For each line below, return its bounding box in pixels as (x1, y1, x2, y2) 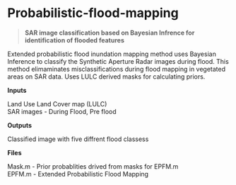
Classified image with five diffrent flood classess (7, 135, 149, 143)
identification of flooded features (24, 35, 125, 44)
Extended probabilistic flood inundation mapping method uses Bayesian (7, 50, 217, 58)
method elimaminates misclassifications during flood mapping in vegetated (7, 65, 226, 73)
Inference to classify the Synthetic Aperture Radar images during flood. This (7, 57, 230, 65)
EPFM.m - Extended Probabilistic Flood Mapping (7, 169, 149, 178)
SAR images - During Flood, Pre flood (7, 107, 117, 116)
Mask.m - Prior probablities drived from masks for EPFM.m (7, 162, 179, 171)
